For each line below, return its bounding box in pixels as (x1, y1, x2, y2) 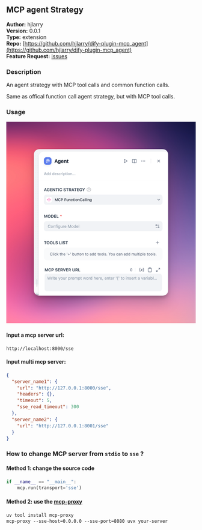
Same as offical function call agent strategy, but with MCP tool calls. (6, 93, 176, 100)
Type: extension (6, 33, 47, 41)
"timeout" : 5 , (17, 397, 52, 404)
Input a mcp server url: (6, 331, 64, 339)
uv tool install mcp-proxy (6, 512, 74, 518)
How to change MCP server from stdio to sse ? (6, 450, 144, 458)
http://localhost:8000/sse (6, 345, 74, 352)
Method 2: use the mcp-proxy (6, 498, 82, 505)
